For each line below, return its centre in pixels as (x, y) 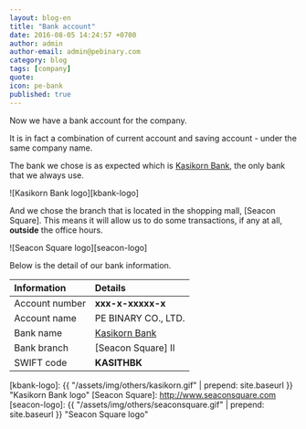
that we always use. (47, 175)
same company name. (51, 148)
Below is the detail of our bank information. (90, 265)
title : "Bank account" (53, 26)
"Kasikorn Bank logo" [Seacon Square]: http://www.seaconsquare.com (143, 394)
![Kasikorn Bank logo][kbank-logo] (74, 193)
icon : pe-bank (37, 86)
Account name (46, 318)
